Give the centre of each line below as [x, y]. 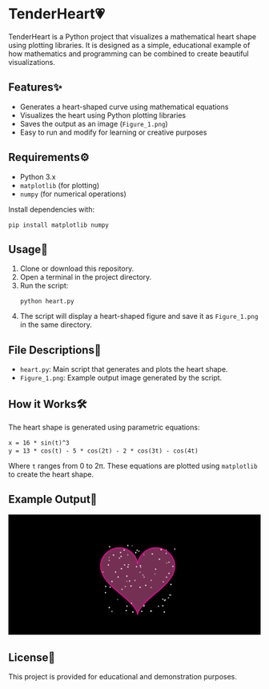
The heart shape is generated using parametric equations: [104, 427]
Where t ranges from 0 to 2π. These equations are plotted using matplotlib [133, 466]
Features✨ [35, 88]
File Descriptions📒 [55, 350]
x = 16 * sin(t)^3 [39, 443]
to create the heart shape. [51, 474]
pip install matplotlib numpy [59, 225]
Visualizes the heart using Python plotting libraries [103, 115]
